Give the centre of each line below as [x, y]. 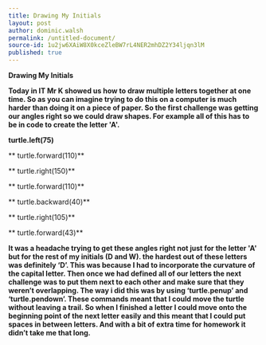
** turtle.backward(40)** [49, 202]
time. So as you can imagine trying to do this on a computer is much [123, 99]
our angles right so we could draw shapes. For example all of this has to [129, 116]
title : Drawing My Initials [55, 16]
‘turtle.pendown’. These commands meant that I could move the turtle [126, 299]
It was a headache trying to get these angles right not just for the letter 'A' [133, 248]
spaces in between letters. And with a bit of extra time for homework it [127, 324]
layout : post [30, 23]
